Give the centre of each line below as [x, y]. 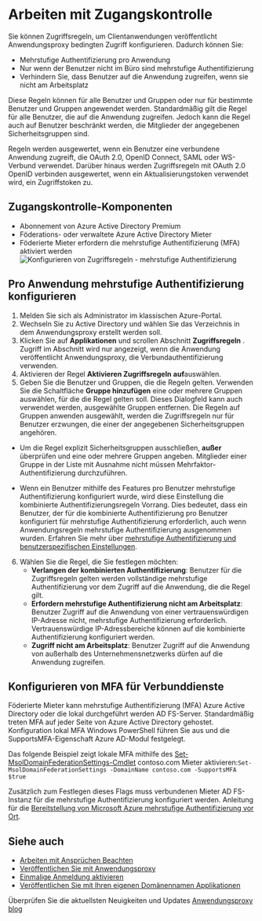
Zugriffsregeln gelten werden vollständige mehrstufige [119, 578]
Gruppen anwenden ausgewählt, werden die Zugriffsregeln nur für [127, 415]
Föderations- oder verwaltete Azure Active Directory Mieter [115, 234]
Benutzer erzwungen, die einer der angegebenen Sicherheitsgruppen [132, 424]
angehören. [38, 432]
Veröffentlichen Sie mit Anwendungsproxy [87, 869]
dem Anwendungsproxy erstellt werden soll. [91, 332]
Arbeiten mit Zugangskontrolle [111, 15]
